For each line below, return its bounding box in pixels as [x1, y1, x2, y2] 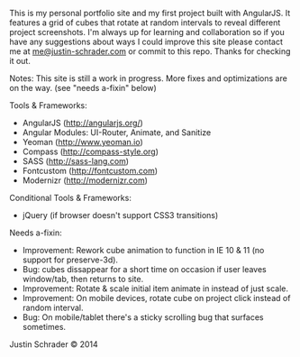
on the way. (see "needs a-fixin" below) [9, 83, 158, 93]
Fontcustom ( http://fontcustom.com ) [22, 166, 159, 176]
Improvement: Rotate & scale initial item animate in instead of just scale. [22, 283, 289, 294]
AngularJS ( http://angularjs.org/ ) [22, 117, 144, 128]
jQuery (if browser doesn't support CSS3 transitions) [22, 210, 219, 220]
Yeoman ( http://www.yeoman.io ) [22, 137, 144, 147]
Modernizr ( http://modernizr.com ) [22, 175, 149, 186]
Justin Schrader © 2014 [9, 339, 99, 350]
